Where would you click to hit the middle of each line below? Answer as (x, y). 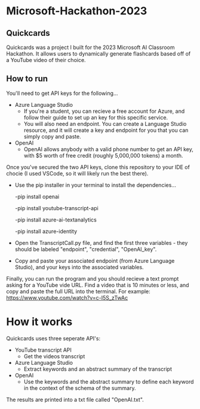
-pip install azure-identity (46, 231)
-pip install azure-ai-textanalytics (56, 220)
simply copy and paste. (53, 136)
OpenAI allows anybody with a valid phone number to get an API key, (109, 149)
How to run (27, 79)
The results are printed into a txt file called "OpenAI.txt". (75, 399)
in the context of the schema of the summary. (80, 388)
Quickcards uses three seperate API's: (53, 338)
